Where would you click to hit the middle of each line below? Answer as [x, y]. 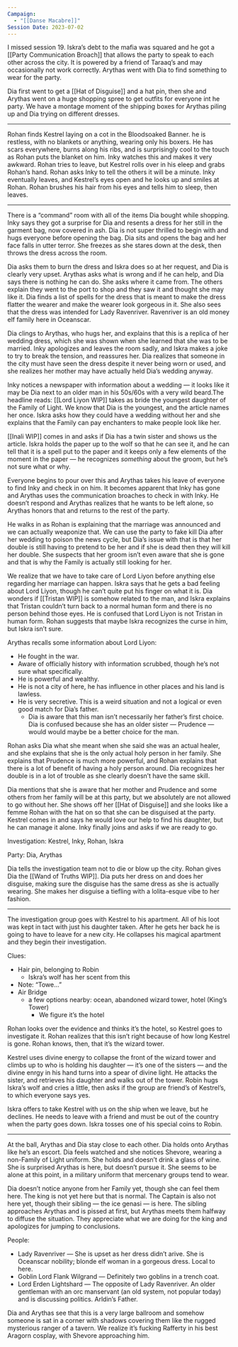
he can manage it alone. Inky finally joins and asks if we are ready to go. [113, 827]
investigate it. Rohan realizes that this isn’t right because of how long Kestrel [119, 1036]
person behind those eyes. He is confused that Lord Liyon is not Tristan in [115, 614]
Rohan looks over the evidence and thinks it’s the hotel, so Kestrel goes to [115, 1029]
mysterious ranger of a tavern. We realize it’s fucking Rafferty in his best [113, 1328]
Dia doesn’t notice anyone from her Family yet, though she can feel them [113, 1188]
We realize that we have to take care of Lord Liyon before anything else [111, 576]
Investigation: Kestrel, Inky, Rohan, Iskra [66, 841]
